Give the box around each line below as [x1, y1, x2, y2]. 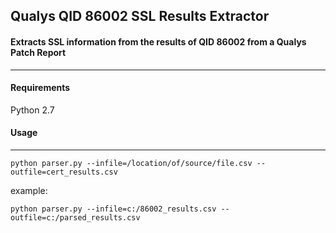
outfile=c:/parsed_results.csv [10, 213, 141, 223]
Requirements [10, 82, 71, 94]
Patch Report [10, 46, 67, 58]
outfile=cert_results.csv [10, 167, 118, 177]
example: [10, 185, 48, 196]
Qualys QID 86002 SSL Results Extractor [10, 8, 270, 25]
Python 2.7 [10, 104, 55, 116]
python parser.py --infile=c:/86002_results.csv [10, 204, 217, 214]
